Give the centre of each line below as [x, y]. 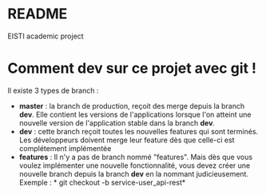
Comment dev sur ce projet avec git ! [132, 68]
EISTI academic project [46, 36]
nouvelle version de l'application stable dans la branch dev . [117, 123]
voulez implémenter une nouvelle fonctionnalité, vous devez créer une [135, 165]
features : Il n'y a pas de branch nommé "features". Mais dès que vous [136, 157]
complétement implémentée [65, 148]
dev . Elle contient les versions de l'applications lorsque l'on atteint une [135, 114]
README [38, 14]
